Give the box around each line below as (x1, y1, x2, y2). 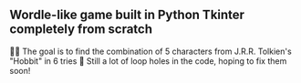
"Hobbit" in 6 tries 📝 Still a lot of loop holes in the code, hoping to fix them (9, 55, 287, 67)
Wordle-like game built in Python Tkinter (9, 7, 244, 23)
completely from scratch (9, 22, 153, 37)
